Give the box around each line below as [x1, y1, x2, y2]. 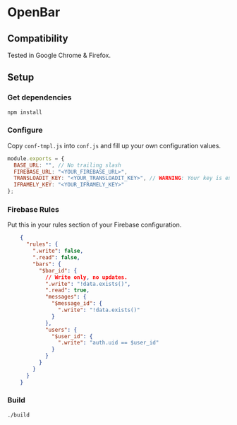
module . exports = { [7, 155, 65, 162]
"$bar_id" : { [38, 267, 78, 274]
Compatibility [7, 32, 68, 44]
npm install [7, 109, 42, 116]
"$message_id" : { [51, 300, 102, 307]
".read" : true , [44, 287, 90, 294]
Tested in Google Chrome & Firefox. [7, 51, 111, 59]
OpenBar [7, 4, 61, 20]
